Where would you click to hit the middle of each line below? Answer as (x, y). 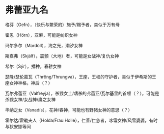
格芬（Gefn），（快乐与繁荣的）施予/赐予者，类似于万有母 (63, 25)
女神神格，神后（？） (31, 83)
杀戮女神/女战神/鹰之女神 (30, 99)
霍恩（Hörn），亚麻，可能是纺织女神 (41, 35)
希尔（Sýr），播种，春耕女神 (33, 66)
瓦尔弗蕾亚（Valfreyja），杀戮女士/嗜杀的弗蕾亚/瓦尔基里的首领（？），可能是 (82, 93)
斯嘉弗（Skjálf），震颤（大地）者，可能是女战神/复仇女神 (62, 56)
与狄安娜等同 (18, 126)
